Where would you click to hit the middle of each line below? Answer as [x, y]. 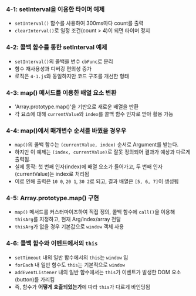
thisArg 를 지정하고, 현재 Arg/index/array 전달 [68, 219]
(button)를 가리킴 [35, 279]
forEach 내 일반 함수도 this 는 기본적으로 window [70, 265]
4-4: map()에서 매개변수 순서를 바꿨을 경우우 [66, 131]
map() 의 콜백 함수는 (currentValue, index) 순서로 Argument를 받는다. [97, 145]
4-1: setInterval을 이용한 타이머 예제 [55, 9]
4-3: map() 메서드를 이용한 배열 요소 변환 [61, 92]
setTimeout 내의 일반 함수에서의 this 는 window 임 [71, 257]
